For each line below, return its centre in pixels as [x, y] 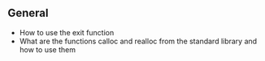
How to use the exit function [67, 32]
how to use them [48, 49]
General [28, 13]
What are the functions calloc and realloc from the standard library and [138, 41]
